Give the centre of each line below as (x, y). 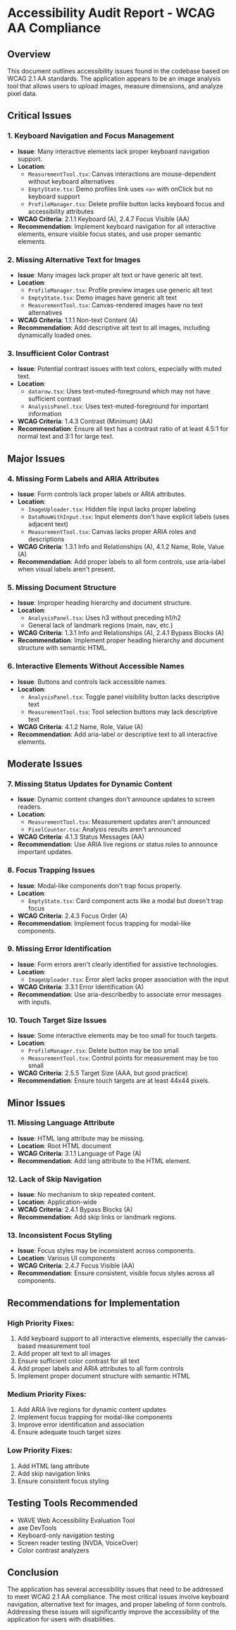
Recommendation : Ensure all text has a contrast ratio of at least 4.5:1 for (123, 429)
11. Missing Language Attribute (61, 1123)
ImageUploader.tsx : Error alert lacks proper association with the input (128, 979)
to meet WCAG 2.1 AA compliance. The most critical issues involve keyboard (118, 1597)
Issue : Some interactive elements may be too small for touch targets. (118, 1036)
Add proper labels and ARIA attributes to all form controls (101, 1369)
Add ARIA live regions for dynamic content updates (92, 1410)
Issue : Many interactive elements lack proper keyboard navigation (113, 151)
